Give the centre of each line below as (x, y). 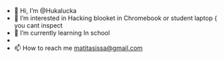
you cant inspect (38, 25)
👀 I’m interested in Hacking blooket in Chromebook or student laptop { (116, 18)
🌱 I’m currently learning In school (62, 33)
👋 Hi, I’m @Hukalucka (45, 11)
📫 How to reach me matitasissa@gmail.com (78, 48)
